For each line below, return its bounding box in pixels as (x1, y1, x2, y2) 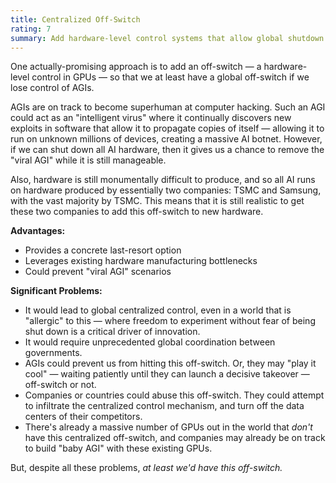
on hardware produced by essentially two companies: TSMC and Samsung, (10, 184, 322, 196)
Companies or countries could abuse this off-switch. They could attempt (24, 389, 325, 401)
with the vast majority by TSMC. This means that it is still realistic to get (10, 195, 305, 207)
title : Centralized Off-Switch (10, 14, 141, 25)
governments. (24, 347, 83, 359)
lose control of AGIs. (10, 82, 95, 94)
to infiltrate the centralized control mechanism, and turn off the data (24, 400, 305, 412)
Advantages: (10, 225, 66, 237)
